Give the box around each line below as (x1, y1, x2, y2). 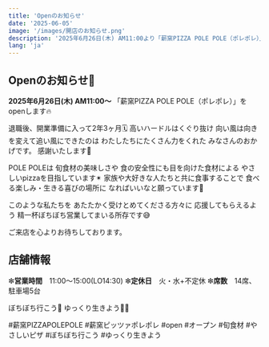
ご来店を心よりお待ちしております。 (8, 227, 126, 237)
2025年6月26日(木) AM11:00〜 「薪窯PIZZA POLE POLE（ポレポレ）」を (8, 96, 247, 105)
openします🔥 (8, 106, 52, 116)
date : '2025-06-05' (8, 19, 74, 27)
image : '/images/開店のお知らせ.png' (8, 27, 126, 35)
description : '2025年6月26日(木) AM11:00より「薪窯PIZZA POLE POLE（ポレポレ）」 (8, 34, 266, 43)
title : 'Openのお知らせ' (8, 11, 86, 20)
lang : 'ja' (8, 42, 45, 50)
